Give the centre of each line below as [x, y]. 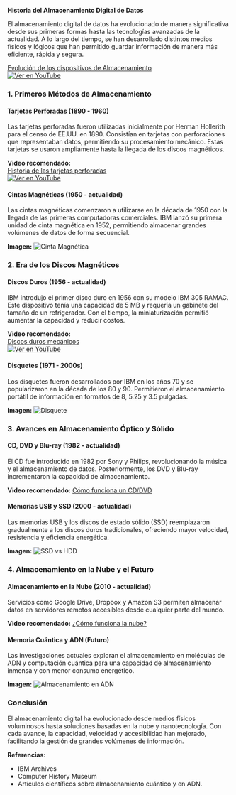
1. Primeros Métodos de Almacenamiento [80, 94]
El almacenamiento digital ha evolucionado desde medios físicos [102, 718]
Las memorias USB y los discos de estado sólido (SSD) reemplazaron [109, 522]
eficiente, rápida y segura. [45, 54]
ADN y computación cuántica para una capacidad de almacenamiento [109, 663]
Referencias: [27, 755]
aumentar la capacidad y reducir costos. [66, 320]
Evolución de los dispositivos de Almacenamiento [80, 68]
